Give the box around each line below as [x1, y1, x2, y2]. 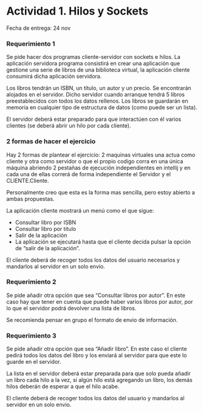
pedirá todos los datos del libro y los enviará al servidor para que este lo [6, 352, 187, 359]
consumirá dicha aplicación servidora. [6, 73, 102, 80]
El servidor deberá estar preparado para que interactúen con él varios [6, 115, 181, 123]
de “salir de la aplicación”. [15, 244, 80, 251]
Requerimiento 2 [6, 278, 57, 286]
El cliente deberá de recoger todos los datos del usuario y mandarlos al [6, 395, 185, 402]
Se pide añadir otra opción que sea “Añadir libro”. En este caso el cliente [6, 345, 187, 353]
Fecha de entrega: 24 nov [6, 24, 71, 32]
